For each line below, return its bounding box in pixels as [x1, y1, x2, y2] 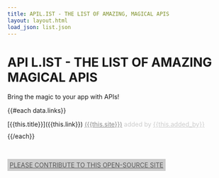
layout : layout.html [7, 17, 69, 24]
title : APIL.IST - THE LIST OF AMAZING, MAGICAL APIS [7, 10, 170, 18]
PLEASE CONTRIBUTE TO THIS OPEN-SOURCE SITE [9, 161, 164, 169]
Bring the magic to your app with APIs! [7, 93, 120, 101]
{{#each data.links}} [7, 106, 67, 115]
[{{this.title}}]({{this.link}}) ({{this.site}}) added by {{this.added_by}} [7, 120, 206, 128]
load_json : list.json [7, 23, 72, 30]
